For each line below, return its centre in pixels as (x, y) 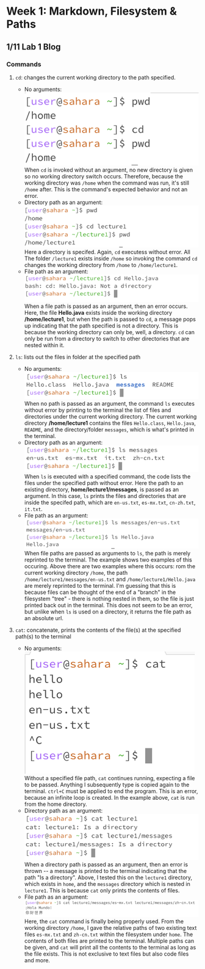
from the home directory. (56, 804)
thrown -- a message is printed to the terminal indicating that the (106, 871)
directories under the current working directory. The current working (110, 417)
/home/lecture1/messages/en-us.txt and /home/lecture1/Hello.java (110, 579)
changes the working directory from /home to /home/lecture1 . (101, 265)
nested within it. (44, 345)
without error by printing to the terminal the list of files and (98, 410)
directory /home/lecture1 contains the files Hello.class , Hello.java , (110, 423)
